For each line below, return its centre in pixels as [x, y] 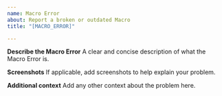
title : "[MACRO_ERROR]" [41, 26]
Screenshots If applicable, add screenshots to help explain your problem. [111, 72]
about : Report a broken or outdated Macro [69, 20]
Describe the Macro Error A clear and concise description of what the [107, 51]
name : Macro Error [33, 13]
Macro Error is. [28, 59]
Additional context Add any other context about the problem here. [101, 86]
